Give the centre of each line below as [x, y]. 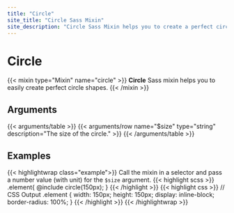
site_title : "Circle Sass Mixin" [56, 20]
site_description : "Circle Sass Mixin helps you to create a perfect [110, 26]
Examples [29, 156]
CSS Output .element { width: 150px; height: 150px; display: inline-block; [111, 194]
